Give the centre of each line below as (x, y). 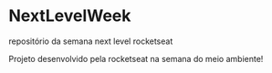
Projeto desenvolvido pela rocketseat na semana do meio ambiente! (136, 58)
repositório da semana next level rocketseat (91, 41)
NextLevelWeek (70, 16)
